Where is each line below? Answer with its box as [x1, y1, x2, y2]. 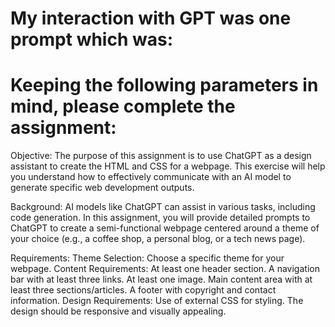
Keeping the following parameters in [10, 74, 319, 97]
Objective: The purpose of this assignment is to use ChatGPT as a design [10, 150, 312, 162]
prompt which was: [10, 28, 174, 51]
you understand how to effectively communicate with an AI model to [10, 171, 292, 183]
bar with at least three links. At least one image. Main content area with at [10, 273, 313, 286]
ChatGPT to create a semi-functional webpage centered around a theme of [10, 222, 320, 234]
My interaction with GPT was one [10, 7, 292, 30]
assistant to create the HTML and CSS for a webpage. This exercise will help [10, 160, 326, 172]
